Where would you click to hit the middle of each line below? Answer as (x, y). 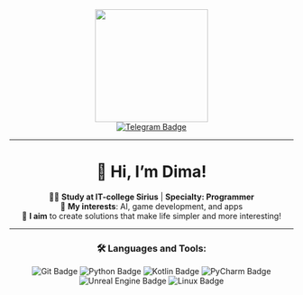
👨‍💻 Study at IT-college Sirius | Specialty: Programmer (151, 197)
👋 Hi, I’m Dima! (151, 172)
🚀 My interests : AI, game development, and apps (151, 206)
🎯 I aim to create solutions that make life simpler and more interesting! (151, 216)
